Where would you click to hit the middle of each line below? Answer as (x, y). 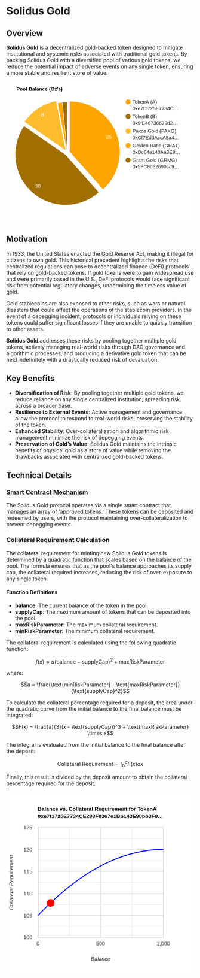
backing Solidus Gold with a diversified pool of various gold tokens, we (93, 60)
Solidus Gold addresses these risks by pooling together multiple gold (91, 340)
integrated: (20, 715)
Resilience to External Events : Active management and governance (99, 412)
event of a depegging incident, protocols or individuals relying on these (94, 316)
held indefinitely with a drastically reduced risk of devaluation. (83, 359)
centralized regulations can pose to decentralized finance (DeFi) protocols (98, 266)
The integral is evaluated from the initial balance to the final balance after (96, 745)
